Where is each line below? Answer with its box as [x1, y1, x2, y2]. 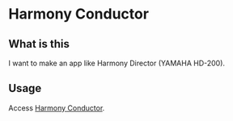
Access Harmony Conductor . [8, 102, 105, 113]
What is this [8, 37, 70, 51]
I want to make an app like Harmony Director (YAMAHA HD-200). [8, 58, 225, 68]
